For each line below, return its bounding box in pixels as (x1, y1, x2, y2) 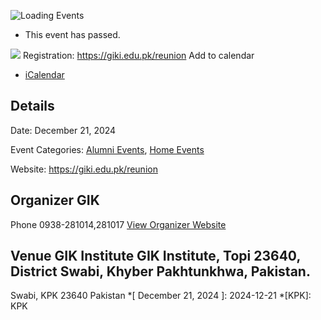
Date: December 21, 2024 (10, 124, 117, 136)
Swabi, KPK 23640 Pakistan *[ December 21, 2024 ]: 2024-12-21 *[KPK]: (10, 290, 312, 302)
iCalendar (24, 69, 65, 80)
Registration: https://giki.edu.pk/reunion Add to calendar (22, 50, 255, 61)
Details (10, 98, 55, 115)
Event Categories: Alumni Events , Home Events (10, 143, 205, 155)
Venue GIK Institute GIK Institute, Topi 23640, (10, 248, 301, 265)
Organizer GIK (10, 192, 100, 209)
